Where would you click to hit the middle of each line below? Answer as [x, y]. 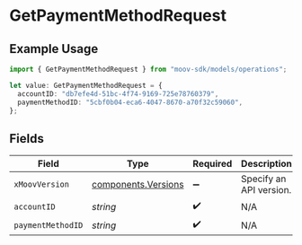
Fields [27, 139]
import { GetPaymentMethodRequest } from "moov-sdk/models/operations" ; [148, 69]
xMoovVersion [42, 184]
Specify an [264, 179]
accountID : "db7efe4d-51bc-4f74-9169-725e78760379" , [118, 94]
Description [266, 164]
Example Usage [54, 49]
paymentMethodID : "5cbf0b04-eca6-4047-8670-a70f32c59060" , [130, 102]
